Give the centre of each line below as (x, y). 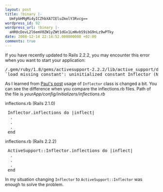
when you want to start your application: (45, 60)
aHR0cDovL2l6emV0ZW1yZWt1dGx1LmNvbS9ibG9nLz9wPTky (62, 32)
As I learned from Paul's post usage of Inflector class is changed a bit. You (81, 84)
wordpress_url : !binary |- (32, 28)
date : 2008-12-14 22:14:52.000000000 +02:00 (51, 37)
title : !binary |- (24, 14)
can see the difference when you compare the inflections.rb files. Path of (78, 88)
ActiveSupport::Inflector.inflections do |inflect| (70, 150)
